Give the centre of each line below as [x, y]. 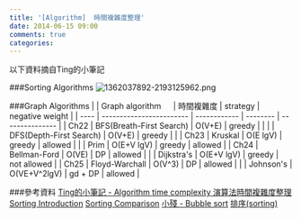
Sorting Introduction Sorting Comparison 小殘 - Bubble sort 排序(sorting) [144, 204]
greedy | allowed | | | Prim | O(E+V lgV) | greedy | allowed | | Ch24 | [134, 145]
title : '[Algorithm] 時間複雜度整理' [77, 18]
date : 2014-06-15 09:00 [54, 26]
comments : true [38, 34]
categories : [31, 43]
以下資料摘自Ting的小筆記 [57, 69]
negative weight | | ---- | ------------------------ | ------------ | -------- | [145, 116]
